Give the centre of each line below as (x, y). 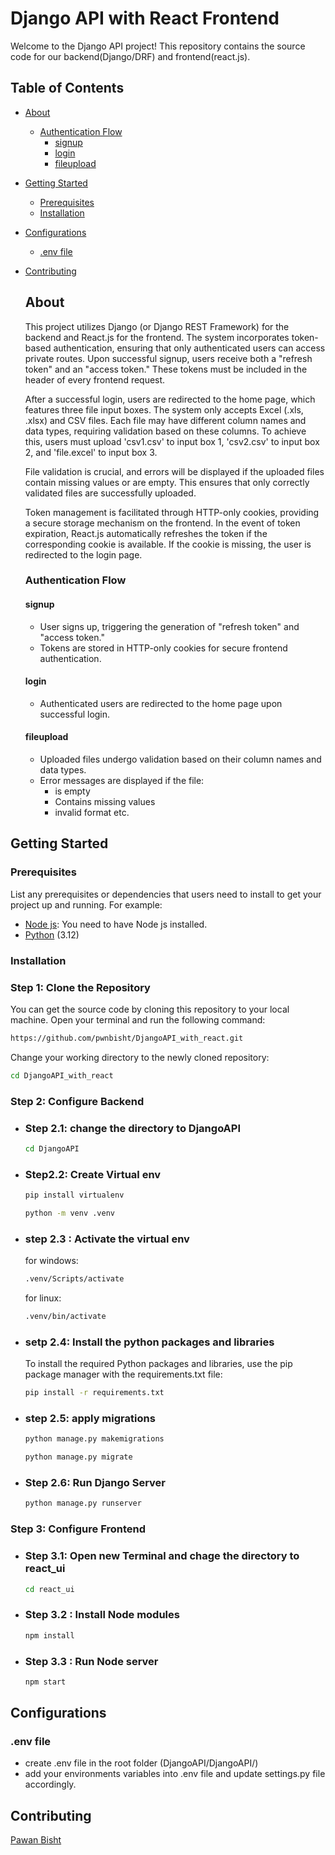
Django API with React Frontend (145, 18)
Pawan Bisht (36, 1840)
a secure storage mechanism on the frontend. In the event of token (162, 523)
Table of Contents (67, 88)
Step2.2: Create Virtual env (93, 1174)
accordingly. (50, 1784)
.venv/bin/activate (65, 1317)
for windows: (51, 1261)
